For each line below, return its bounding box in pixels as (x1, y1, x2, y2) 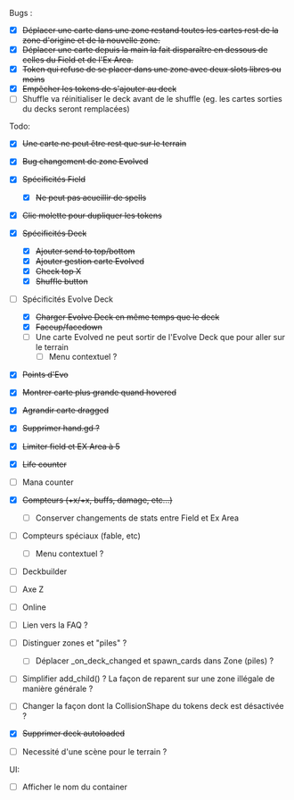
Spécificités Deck (21, 228, 87, 238)
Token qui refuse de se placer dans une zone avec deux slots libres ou (21, 64, 282, 75)
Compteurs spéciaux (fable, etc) (21, 530, 141, 541)
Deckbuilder (21, 566, 68, 577)
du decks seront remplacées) (21, 104, 131, 114)
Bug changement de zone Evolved (21, 156, 149, 167)
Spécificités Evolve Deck (21, 294, 114, 304)
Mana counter (21, 477, 74, 487)
